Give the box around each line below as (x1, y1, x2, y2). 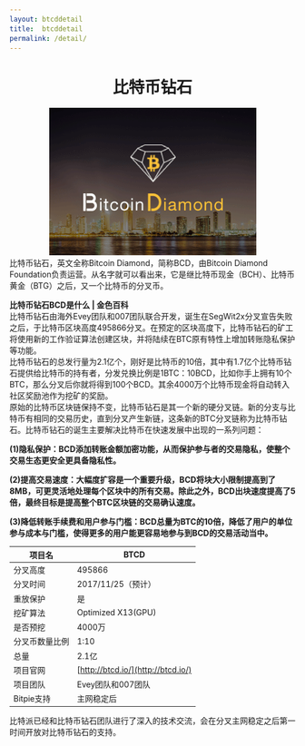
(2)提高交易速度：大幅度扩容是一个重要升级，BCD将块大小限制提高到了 (9, 475, 277, 486)
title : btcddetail (9, 24, 84, 34)
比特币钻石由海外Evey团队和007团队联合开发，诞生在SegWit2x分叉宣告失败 (9, 311, 293, 322)
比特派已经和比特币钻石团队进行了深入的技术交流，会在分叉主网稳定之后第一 (9, 715, 296, 726)
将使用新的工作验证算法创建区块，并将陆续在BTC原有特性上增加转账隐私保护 (9, 334, 296, 345)
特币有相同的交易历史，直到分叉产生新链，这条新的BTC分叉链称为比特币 (9, 413, 280, 424)
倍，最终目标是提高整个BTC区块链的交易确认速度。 (9, 497, 201, 508)
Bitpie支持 (13, 693, 52, 704)
